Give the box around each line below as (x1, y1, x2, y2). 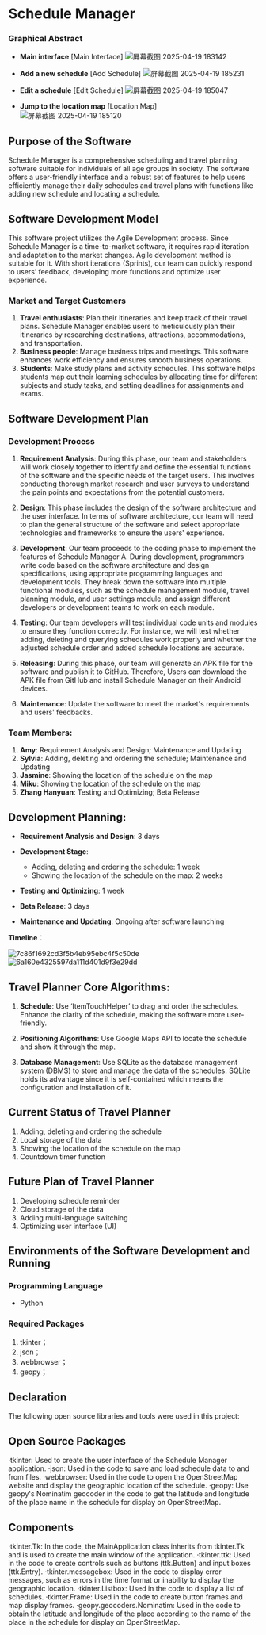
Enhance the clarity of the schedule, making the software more (19, 1010, 226, 1020)
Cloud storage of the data (19, 1204, 104, 1214)
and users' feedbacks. (19, 707, 93, 718)
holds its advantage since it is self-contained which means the (19, 1074, 224, 1084)
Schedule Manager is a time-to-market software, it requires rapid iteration (8, 242, 249, 251)
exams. (19, 389, 44, 399)
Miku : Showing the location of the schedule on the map (19, 779, 201, 789)
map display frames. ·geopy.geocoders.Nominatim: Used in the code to (8, 1601, 241, 1610)
